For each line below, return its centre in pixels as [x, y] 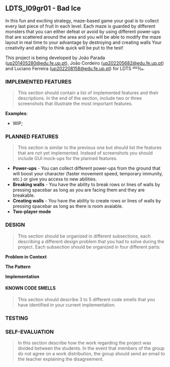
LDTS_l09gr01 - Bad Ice [43, 8]
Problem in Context [26, 256]
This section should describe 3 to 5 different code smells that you [86, 299]
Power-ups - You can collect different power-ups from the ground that [87, 168]
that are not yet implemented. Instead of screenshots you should [85, 153]
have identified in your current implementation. [66, 305]
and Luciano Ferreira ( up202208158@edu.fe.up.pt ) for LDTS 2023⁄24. [75, 68]
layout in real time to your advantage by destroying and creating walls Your [83, 42]
